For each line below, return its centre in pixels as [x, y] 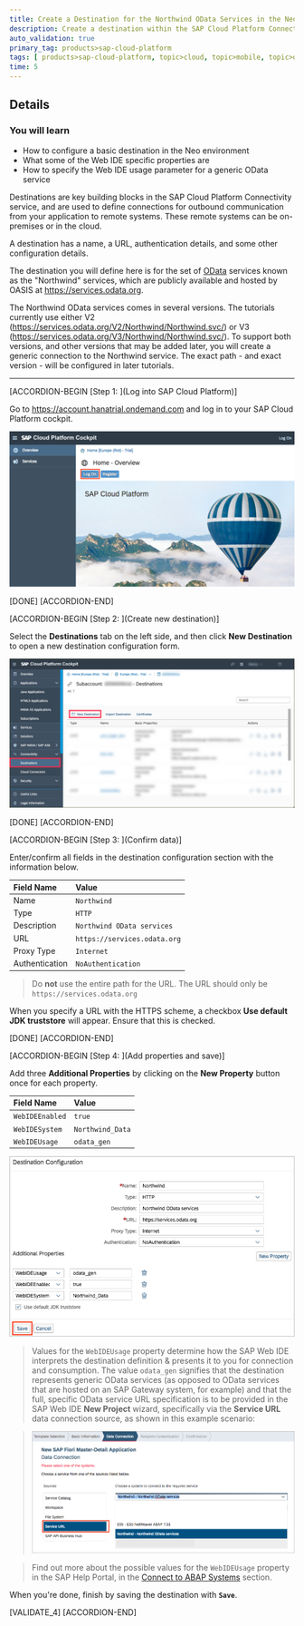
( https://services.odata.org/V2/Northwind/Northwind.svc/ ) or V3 [130, 326]
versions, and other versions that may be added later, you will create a [140, 346]
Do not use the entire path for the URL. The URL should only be [150, 983]
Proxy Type [34, 950]
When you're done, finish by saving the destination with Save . [123, 1594]
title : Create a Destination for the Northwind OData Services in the [145, 19]
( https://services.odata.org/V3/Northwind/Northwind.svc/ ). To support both [150, 336]
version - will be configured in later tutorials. [92, 365]
